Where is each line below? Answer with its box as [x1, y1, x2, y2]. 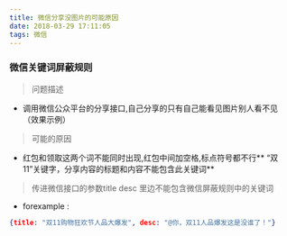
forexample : [22, 200, 69, 212]
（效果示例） [22, 113, 70, 124]
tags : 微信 [9, 30, 48, 39]
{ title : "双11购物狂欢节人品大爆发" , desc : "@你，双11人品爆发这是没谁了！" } [9, 218, 276, 227]
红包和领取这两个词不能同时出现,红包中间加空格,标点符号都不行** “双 [22, 152, 278, 163]
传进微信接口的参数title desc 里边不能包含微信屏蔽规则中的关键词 [31, 182, 273, 194]
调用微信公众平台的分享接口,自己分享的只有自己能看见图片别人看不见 [22, 103, 278, 113]
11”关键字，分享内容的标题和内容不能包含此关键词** [22, 163, 215, 174]
